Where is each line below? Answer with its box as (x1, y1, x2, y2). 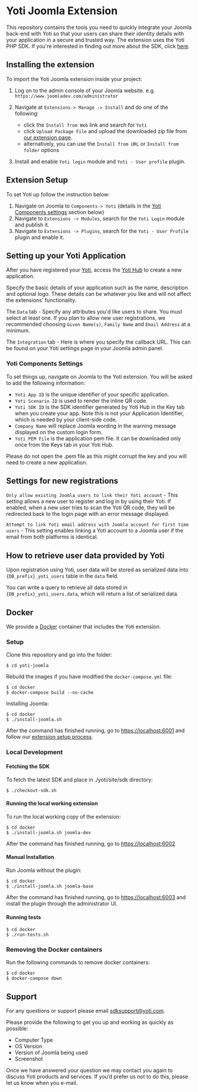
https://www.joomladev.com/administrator (14, 93, 118, 99)
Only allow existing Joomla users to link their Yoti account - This (6, 492, 178, 499)
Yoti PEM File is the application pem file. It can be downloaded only (14, 435, 181, 442)
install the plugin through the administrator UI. (6, 900, 118, 907)
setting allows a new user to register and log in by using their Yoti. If (6, 498, 171, 505)
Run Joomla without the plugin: (6, 867, 82, 874)
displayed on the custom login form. (14, 428, 103, 435)
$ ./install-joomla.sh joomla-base (6, 883, 94, 889)
